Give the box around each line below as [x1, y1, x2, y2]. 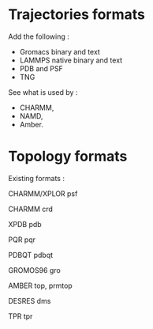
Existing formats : [8, 173, 65, 183]
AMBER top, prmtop [8, 281, 73, 290]
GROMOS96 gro [8, 265, 61, 274]
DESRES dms [8, 296, 51, 305]
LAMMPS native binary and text [19, 55, 123, 65]
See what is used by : [8, 87, 78, 96]
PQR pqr [8, 235, 36, 244]
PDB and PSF [19, 63, 63, 73]
